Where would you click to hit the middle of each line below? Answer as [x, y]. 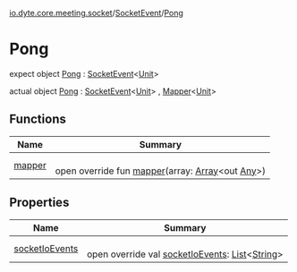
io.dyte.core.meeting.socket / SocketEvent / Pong [96, 13]
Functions [38, 119]
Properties [39, 203]
